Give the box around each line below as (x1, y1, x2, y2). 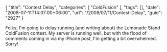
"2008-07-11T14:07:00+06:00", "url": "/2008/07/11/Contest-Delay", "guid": (5, 10, 162, 16)
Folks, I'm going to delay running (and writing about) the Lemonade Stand (5, 25, 160, 31)
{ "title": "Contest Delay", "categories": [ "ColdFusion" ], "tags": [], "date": (5, 5, 160, 10)
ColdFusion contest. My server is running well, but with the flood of (5, 30, 147, 36)
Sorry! (5, 41, 19, 47)
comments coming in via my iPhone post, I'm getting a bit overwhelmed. (5, 35, 157, 41)
